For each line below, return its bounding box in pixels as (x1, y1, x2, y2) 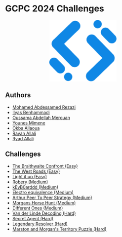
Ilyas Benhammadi (12, 109, 50, 115)
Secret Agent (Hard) (12, 215, 53, 221)
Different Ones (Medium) (12, 205, 63, 211)
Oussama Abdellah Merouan (12, 115, 70, 120)
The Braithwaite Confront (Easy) (12, 163, 78, 169)
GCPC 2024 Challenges (5, 3, 105, 14)
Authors (5, 91, 31, 99)
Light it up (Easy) (12, 173, 47, 179)
